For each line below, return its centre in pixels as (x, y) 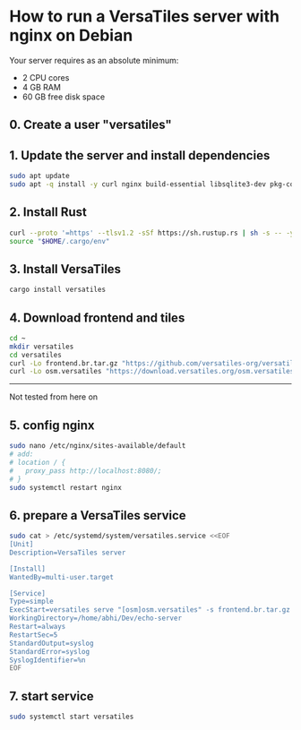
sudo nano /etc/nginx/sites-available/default (98, 446)
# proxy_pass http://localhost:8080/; (86, 471)
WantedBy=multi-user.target (62, 577)
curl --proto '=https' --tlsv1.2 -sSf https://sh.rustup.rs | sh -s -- (146, 233)
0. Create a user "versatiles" (90, 125)
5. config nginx (52, 425)
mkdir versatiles (42, 347)
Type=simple (31, 602)
